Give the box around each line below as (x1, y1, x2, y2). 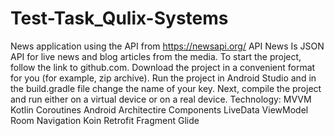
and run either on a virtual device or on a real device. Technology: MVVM (10, 93, 312, 105)
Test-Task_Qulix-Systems (10, 7, 229, 30)
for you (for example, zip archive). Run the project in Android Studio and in (10, 72, 317, 84)
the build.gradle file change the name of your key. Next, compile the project (10, 82, 322, 94)
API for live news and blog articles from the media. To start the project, (10, 50, 302, 62)
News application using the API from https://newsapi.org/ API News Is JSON (10, 40, 325, 52)
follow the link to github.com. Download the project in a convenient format (10, 61, 316, 73)
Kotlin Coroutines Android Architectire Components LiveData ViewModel (10, 103, 309, 116)
